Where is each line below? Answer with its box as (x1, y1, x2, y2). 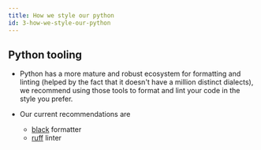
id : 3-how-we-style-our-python (8, 19, 111, 27)
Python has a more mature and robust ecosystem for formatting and (19, 69, 241, 79)
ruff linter (31, 133, 62, 143)
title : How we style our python (8, 11, 114, 20)
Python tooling (8, 48, 83, 62)
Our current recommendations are (19, 110, 131, 119)
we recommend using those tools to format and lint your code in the (19, 86, 240, 96)
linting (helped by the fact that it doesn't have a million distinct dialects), (19, 77, 254, 87)
